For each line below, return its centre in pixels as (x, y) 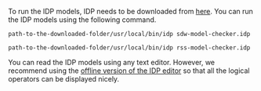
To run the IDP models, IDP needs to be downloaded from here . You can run (130, 11)
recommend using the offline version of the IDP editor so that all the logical (129, 71)
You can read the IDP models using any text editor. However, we (112, 62)
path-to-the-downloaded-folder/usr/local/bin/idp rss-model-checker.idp (129, 48)
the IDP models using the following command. (82, 20)
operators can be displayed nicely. (64, 79)
